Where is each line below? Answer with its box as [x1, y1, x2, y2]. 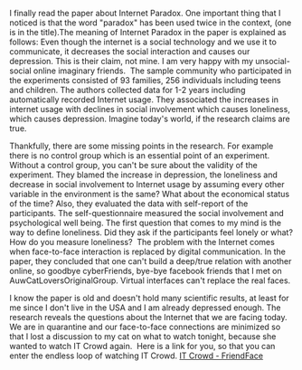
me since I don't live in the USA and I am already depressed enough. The [9, 302, 281, 313]
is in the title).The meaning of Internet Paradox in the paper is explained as [9, 27, 287, 37]
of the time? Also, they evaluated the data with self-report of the [9, 198, 249, 209]
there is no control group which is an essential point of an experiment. [9, 150, 270, 161]
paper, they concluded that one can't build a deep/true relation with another [9, 256, 292, 266]
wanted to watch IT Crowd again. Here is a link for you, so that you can [9, 341, 276, 351]
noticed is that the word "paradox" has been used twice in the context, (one [9, 17, 292, 28]
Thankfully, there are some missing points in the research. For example [9, 140, 274, 151]
